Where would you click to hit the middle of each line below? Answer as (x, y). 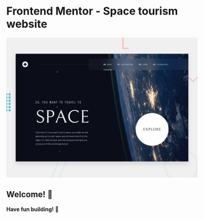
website (27, 24)
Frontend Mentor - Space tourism (92, 11)
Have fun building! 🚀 (32, 209)
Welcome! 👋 (29, 194)
